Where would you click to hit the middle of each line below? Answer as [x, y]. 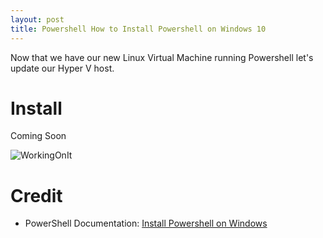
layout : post [37, 19]
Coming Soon [38, 136]
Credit [36, 195]
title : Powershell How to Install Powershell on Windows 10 [138, 29]
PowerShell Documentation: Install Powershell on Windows [146, 223]
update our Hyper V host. [62, 68]
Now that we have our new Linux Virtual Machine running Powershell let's [162, 57]
